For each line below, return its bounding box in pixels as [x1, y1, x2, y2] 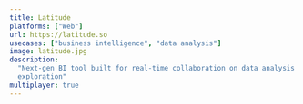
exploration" [17, 72, 67, 81]
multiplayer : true [9, 80, 79, 90]
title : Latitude [9, 13, 71, 23]
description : [9, 55, 59, 64]
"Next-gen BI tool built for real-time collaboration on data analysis [17, 64, 296, 73]
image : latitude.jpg [9, 47, 88, 56]
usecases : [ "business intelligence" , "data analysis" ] [9, 38, 222, 48]
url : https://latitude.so [9, 30, 107, 39]
